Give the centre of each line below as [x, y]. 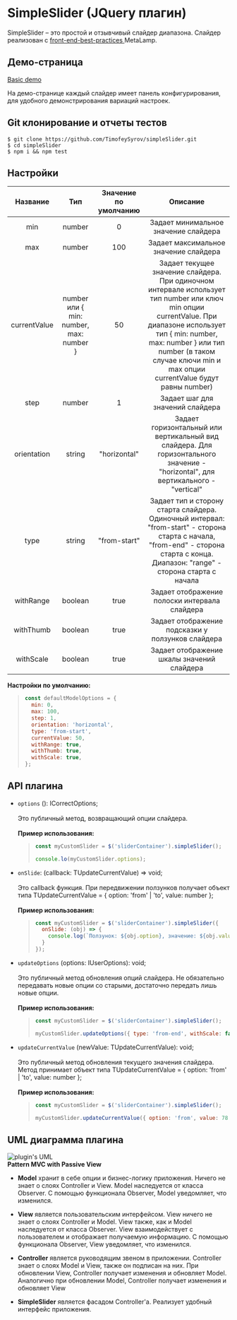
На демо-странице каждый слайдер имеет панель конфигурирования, [114, 93]
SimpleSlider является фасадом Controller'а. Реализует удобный [115, 1302]
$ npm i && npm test [38, 151]
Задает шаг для [187, 399]
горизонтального [187, 454]
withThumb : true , [57, 751]
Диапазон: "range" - [187, 563]
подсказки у [187, 630]
